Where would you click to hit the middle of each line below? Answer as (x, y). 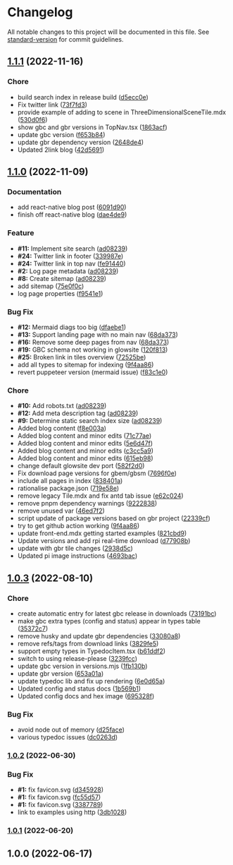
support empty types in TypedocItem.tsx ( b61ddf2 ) (92, 651)
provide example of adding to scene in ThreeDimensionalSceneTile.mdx (122, 112)
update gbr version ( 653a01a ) (61, 673)
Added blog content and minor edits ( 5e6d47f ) (85, 443)
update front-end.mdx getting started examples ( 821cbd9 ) (102, 533)
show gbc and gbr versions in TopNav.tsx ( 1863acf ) (92, 127)
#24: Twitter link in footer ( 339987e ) (70, 256)
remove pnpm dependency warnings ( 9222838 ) (87, 503)
